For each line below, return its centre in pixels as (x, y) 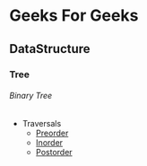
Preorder (52, 133)
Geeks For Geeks (74, 16)
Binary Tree (31, 96)
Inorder (49, 142)
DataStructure (50, 49)
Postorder (54, 152)
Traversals (42, 123)
